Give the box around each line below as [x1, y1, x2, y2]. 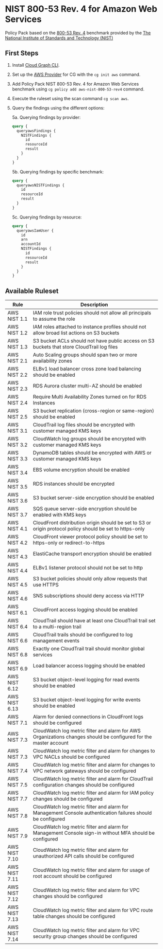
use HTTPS [33, 582, 59, 588]
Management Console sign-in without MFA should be [33, 830, 155, 837]
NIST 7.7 [7, 796, 28, 803]
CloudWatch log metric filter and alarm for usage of [33, 867, 150, 874]
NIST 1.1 [7, 315, 28, 322]
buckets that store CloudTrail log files [33, 344, 118, 350]
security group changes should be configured [33, 933, 137, 940]
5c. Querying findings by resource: [12, 214, 82, 220]
